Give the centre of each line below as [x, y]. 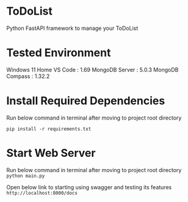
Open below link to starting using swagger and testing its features [89, 187]
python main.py [26, 176]
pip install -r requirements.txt [49, 129]
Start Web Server [51, 153]
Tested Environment [59, 53]
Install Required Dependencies [86, 101]
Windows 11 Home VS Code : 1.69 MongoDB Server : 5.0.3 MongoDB [92, 70]
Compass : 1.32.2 [28, 76]
